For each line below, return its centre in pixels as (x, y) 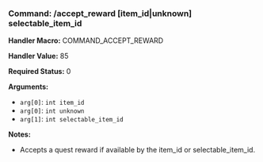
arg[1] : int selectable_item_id (72, 119)
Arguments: (29, 87)
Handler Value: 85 (38, 56)
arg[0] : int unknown (52, 110)
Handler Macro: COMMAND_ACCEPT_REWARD (86, 40)
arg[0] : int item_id (52, 102)
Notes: (20, 134)
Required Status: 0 (40, 71)
